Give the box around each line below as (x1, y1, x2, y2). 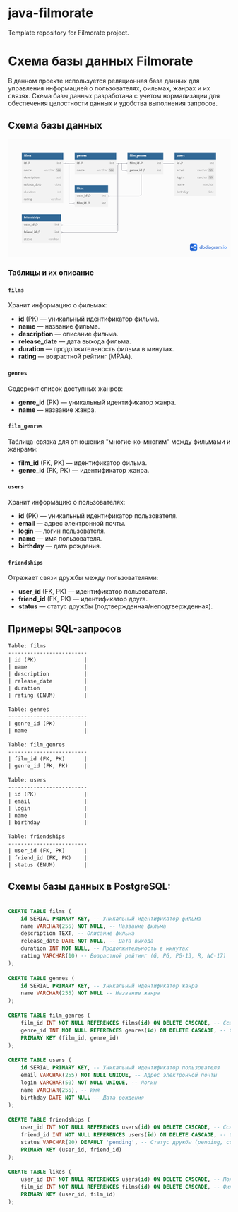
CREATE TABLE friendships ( (8, 1117, 91, 1124)
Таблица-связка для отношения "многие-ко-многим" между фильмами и (8, 437, 231, 446)
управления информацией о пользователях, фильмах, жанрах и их (8, 83, 210, 93)
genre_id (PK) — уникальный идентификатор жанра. (18, 398, 177, 406)
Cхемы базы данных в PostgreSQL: (8, 881, 172, 893)
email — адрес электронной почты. (18, 519, 126, 528)
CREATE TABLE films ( (8, 907, 72, 914)
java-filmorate (8, 5, 94, 21)
